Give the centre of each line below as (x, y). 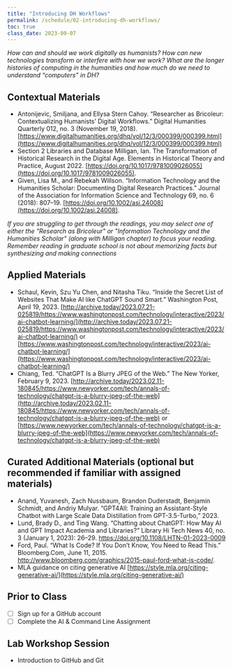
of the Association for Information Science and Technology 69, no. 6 (115, 195)
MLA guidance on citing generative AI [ (74, 567)
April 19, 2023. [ (40, 307)
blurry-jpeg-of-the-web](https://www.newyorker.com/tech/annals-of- (118, 432)
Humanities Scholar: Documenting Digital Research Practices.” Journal (119, 188)
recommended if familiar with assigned (94, 473)
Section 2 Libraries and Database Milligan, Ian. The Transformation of (117, 151)
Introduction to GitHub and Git (60, 660)
